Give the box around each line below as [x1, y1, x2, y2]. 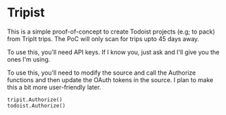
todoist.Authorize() [7, 102, 66, 109]
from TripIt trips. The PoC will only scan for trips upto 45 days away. [7, 34, 200, 42]
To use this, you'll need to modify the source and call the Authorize [7, 68, 197, 77]
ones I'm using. [7, 55, 51, 63]
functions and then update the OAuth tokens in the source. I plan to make [7, 75, 214, 84]
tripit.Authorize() [7, 96, 63, 103]
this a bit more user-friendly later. [7, 83, 101, 91]
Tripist [7, 5, 45, 21]
